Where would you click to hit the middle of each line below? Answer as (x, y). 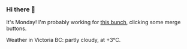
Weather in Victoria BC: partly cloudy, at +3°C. (64, 40)
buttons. (16, 28)
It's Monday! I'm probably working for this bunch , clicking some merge (93, 22)
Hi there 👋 (21, 9)
